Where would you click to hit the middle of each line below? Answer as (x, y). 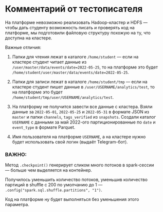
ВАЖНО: (16, 154)
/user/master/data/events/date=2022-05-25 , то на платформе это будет (85, 67)
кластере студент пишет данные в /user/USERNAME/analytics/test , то (83, 87)
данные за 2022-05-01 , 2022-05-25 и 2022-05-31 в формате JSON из (81, 112)
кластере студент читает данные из (49, 62)
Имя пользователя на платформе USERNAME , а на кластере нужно (79, 137)
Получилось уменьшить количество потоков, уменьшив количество (76, 180)
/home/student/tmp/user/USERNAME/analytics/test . (63, 97)
